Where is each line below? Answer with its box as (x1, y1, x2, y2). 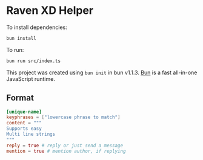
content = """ (6, 120, 42, 126)
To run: (6, 46, 24, 53)
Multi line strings (6, 131, 56, 137)
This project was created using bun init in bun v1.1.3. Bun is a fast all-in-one (6, 69, 198, 76)
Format (6, 93, 35, 103)
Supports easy (6, 126, 42, 132)
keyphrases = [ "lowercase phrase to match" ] (6, 114, 121, 121)
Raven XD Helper (6, 4, 94, 18)
